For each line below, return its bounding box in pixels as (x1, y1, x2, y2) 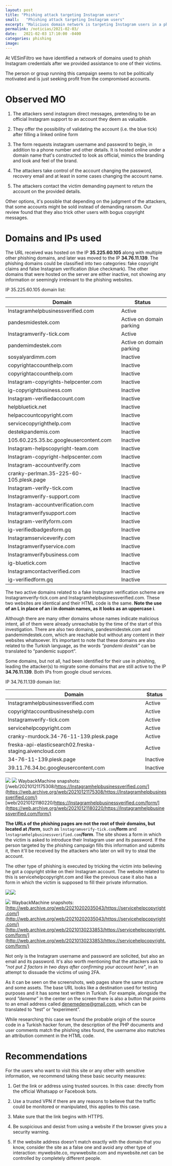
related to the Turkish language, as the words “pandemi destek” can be (5, 642, 156, 649)
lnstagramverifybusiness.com (8, 551, 79, 558)
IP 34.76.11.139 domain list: (5, 679, 61, 685)
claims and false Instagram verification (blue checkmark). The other (5, 266, 148, 272)
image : (5, 41, 19, 46)
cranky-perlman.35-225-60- (8, 469, 82, 477)
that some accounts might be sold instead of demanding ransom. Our (5, 203, 152, 210)
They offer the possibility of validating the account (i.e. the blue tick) (12, 126, 157, 132)
